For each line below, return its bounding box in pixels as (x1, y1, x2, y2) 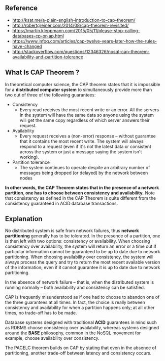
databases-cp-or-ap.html (12, 33, 64, 39)
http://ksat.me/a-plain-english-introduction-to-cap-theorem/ (12, 17, 135, 23)
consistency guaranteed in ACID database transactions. (5, 200, 118, 206)
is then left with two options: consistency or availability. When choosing (5, 238, 150, 244)
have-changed (12, 43, 42, 49)
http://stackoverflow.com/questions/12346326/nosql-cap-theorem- (12, 48, 150, 54)
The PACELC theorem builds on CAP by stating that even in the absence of (5, 345, 157, 351)
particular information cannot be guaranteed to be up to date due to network (5, 249, 161, 255)
